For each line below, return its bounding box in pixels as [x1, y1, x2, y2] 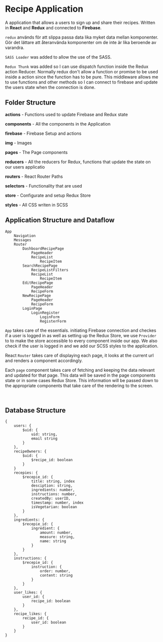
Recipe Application [5, 3, 84, 15]
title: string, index [31, 479, 75, 484]
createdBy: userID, [31, 496, 71, 501]
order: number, [39, 569, 71, 574]
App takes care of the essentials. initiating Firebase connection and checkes [5, 327, 157, 333]
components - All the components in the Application [5, 121, 111, 127]
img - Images [5, 140, 32, 146]
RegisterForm [39, 319, 67, 323]
